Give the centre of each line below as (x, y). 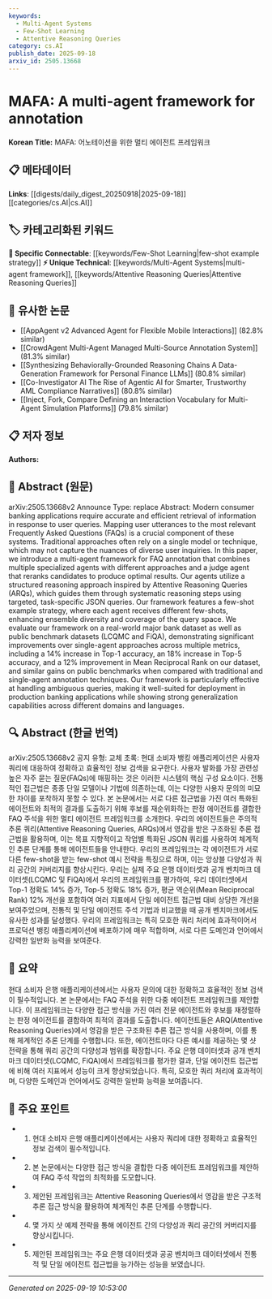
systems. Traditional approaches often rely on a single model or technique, (133, 542)
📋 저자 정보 (36, 436)
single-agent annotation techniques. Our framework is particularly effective (134, 680)
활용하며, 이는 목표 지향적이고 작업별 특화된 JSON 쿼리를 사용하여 (133, 839)
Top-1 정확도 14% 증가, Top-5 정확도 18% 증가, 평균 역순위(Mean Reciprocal (132, 889)
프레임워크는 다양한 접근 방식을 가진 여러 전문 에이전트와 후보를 (133, 1010)
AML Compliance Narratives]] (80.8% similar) (96, 391)
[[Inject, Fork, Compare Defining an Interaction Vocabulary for (123, 399)
